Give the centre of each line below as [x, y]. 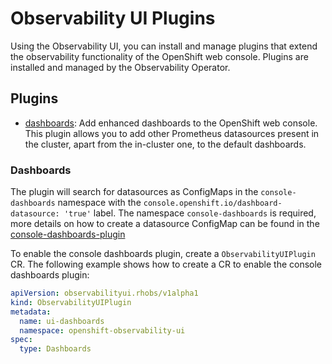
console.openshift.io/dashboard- [213, 203]
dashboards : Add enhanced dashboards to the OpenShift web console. [171, 123]
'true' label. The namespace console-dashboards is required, [190, 213]
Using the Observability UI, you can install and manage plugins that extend [164, 46]
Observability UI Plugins [113, 18]
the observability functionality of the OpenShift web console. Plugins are [159, 56]
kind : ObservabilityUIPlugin [71, 302]
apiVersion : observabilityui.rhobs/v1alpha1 [104, 293]
